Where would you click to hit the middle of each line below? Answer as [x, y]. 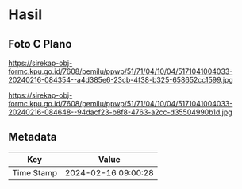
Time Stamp [35, 172]
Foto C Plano [40, 44]
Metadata [33, 137]
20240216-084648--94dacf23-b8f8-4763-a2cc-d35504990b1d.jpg [120, 112]
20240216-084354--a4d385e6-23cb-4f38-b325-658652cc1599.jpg [121, 80]
